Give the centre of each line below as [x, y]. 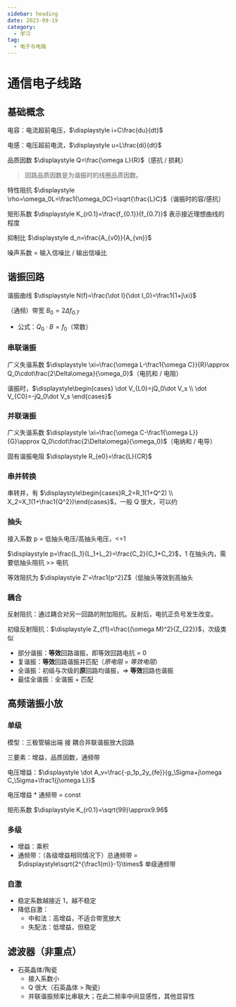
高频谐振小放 [35, 703]
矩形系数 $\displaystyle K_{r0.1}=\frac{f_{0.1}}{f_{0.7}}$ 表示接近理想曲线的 [116, 214]
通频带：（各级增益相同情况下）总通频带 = [77, 855]
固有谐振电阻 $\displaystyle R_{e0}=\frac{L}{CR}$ [80, 456]
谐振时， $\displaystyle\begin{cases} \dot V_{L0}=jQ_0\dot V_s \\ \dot [107, 388]
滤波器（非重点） [44, 952]
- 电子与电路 [30, 47]
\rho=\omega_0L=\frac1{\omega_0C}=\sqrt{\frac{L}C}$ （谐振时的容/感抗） [116, 199]
